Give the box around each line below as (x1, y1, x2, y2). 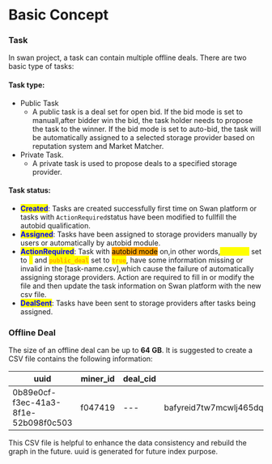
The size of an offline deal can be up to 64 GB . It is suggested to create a (8, 346, 253, 355)
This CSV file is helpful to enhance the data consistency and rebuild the (8, 438, 247, 448)
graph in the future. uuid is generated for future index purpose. (8, 447, 219, 457)
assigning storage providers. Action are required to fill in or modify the (19, 272, 255, 282)
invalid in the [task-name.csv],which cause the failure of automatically (19, 263, 254, 273)
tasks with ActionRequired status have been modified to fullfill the (19, 212, 237, 222)
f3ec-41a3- (12, 397, 62, 408)
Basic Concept (8, 6, 109, 24)
